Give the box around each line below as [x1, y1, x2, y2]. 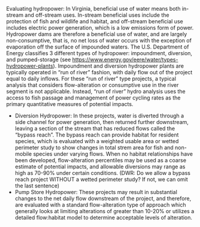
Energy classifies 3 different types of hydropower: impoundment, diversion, [6, 50, 193, 56]
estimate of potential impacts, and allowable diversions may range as [14, 163, 186, 170]
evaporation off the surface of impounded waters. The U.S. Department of [6, 43, 189, 50]
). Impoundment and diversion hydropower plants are [53, 62, 184, 69]
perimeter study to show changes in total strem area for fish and [14, 144, 174, 151]
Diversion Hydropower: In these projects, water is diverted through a [14, 112, 184, 119]
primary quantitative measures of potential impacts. [6, 101, 134, 107]
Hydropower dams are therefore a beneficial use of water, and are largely [6, 31, 187, 38]
